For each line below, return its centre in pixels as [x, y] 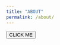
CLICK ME [21, 35]
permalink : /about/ [30, 17]
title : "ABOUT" [25, 12]
